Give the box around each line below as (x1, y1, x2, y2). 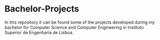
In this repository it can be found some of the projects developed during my (4, 19, 155, 25)
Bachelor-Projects (4, 3, 79, 14)
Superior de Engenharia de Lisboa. (4, 29, 73, 35)
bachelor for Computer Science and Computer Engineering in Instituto (4, 24, 144, 30)
